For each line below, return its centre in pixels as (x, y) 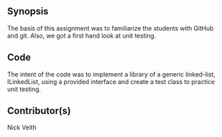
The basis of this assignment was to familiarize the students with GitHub (110, 28)
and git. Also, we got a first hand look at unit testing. (82, 35)
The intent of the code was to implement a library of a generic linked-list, (111, 74)
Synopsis (28, 11)
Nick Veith (22, 127)
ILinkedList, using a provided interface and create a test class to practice (111, 81)
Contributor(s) (39, 111)
